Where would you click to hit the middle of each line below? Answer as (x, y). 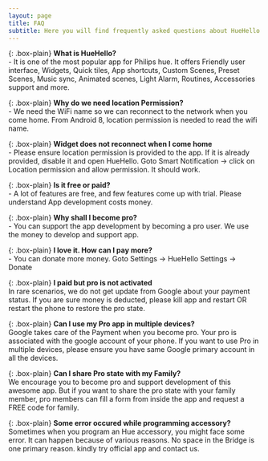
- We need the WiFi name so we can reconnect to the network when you (128, 111)
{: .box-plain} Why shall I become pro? (73, 218)
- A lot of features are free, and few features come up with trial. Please (125, 194)
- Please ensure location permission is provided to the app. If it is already (129, 152)
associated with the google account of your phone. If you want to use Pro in (134, 341)
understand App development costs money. (81, 202)
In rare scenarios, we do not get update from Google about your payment (129, 291)
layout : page (30, 16)
